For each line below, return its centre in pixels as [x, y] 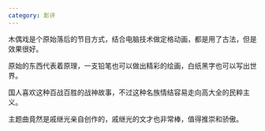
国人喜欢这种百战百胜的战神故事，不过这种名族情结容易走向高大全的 [119, 92]
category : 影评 [32, 15]
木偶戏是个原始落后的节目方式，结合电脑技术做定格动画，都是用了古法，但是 [132, 39]
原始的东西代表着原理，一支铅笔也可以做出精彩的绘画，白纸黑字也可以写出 [129, 65]
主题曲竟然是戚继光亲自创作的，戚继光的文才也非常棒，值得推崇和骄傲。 [125, 118]
